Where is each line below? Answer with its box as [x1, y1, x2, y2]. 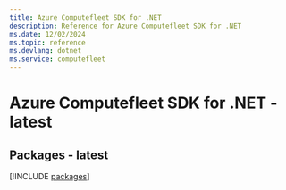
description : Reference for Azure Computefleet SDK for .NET [9, 21, 242, 30]
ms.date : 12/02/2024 [9, 29, 87, 38]
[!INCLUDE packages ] [9, 171, 90, 181]
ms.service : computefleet [9, 54, 105, 63]
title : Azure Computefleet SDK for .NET [9, 12, 163, 22]
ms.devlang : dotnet [9, 46, 82, 55]
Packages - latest [9, 147, 109, 162]
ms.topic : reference [9, 37, 87, 47]
